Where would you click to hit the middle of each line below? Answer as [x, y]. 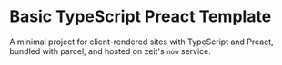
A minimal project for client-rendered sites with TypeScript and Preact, [142, 42]
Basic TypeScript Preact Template [141, 17]
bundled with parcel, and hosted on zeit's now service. [111, 51]
